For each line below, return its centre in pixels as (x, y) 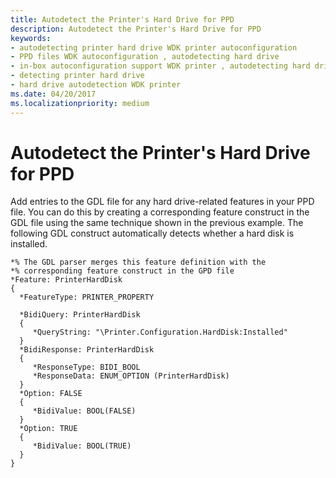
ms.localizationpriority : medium (80, 103)
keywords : (31, 38)
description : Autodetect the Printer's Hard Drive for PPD (136, 29)
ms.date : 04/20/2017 (53, 94)
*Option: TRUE (48, 429)
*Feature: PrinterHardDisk (66, 280)
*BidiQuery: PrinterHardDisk (80, 315)
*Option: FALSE (51, 394)
